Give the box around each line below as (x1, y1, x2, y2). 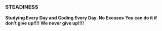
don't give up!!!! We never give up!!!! (5, 20, 85, 26)
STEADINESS (5, 3, 38, 10)
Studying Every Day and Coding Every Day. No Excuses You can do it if (5, 15, 157, 21)
